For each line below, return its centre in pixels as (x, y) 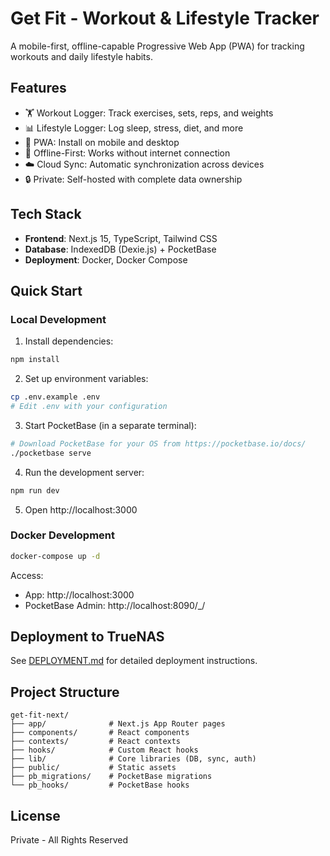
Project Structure (65, 692)
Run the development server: (84, 472)
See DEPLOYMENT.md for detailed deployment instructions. (134, 661)
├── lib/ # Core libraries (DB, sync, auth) (133, 759)
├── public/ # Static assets (93, 768)
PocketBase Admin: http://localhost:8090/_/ (115, 605)
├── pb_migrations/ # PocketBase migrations (111, 777)
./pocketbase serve (51, 453)
